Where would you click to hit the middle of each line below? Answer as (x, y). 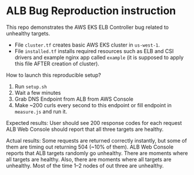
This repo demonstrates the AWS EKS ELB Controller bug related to (88, 27)
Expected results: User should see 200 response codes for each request (94, 123)
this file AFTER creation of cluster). (57, 64)
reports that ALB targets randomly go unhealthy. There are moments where (97, 153)
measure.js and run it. (41, 111)
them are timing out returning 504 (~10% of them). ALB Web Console (90, 147)
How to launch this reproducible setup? (53, 75)
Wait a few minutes (38, 93)
